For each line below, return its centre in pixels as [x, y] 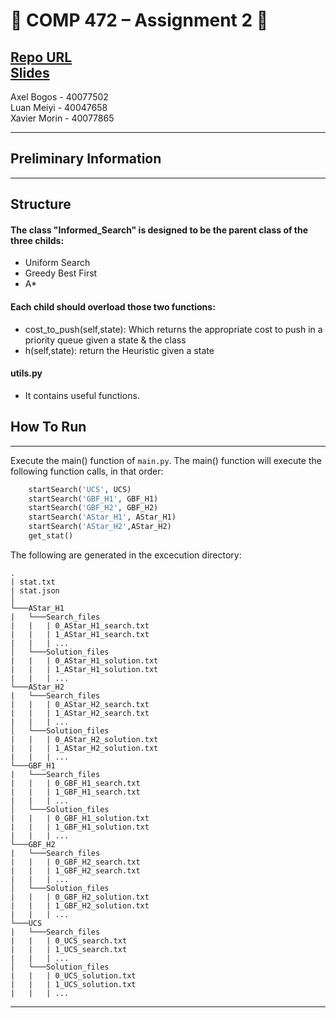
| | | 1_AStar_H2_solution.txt [84, 748]
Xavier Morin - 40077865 [62, 118]
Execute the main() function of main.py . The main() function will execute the [166, 460]
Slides [30, 72]
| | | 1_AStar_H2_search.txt [80, 713]
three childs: [37, 240]
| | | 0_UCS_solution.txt [73, 975]
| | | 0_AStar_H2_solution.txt [84, 739]
